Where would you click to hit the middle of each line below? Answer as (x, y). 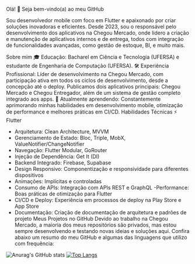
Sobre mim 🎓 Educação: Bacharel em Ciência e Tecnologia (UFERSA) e (93, 57)
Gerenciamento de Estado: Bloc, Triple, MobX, (70, 138)
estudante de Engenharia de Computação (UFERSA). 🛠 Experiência (88, 66)
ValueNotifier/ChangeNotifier (49, 144)
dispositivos (29, 175)
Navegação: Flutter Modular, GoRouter (61, 150)
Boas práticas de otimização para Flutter (63, 194)
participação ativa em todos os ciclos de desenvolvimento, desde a (87, 80)
